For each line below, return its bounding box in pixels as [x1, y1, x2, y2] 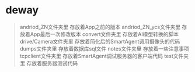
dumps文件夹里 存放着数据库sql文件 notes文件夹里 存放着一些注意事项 [19, 45, 189, 52]
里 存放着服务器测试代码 [19, 59, 78, 67]
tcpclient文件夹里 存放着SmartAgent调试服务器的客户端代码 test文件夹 [19, 52, 189, 59]
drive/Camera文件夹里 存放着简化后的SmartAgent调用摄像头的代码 [19, 38, 180, 45]
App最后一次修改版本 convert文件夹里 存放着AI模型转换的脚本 [30, 30, 179, 38]
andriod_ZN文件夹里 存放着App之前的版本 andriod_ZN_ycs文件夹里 [19, 23, 181, 30]
